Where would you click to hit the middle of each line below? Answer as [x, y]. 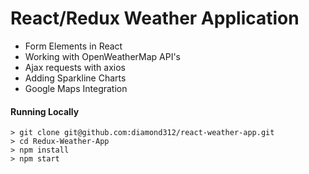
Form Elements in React [73, 46]
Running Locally [45, 111]
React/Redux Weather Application [155, 18]
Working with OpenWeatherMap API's [102, 56]
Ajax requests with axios [75, 67]
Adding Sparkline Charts [75, 78]
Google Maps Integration [76, 88]
